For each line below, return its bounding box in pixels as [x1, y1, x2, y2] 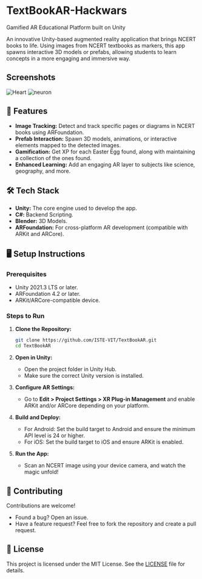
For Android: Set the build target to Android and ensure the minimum [24, 426, 195, 433]
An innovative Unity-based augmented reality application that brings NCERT [6, 35, 197, 42]
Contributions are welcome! [6, 501, 76, 509]
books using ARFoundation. [15, 129, 84, 136]
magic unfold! [24, 468, 59, 476]
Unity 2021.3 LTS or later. [15, 284, 78, 291]
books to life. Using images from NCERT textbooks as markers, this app [6, 42, 186, 49]
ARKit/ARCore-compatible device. [15, 296, 100, 304]
